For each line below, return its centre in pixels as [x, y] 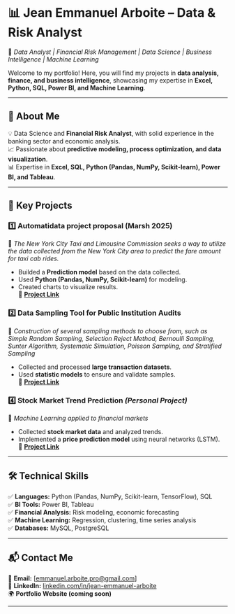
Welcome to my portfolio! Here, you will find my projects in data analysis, [113, 73]
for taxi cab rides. [33, 258]
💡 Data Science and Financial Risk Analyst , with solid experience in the [111, 133]
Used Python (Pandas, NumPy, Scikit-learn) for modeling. [103, 279]
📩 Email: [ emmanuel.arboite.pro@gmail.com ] [73, 578]
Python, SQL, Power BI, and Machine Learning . [77, 88]
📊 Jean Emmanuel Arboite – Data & [112, 13]
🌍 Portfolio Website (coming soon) [60, 593]
